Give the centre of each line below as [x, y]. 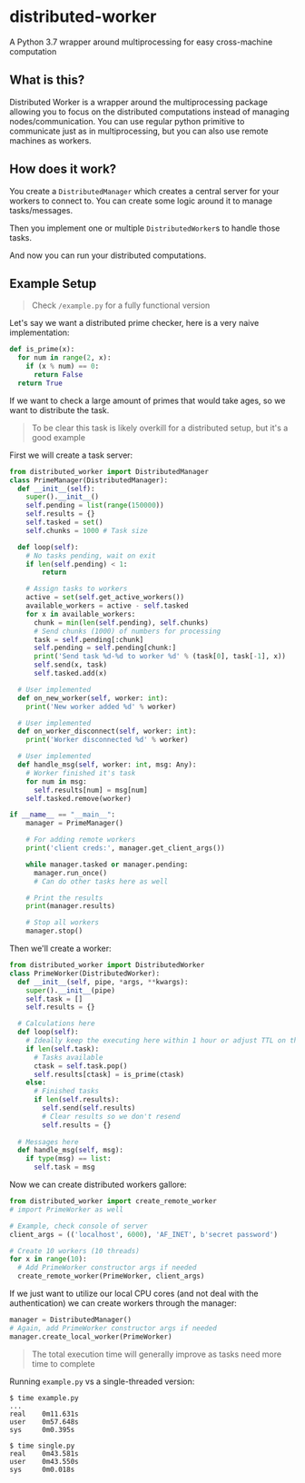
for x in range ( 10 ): [49, 1260]
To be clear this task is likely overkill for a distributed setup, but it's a [160, 428]
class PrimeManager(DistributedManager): [89, 480]
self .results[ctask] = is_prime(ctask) [108, 1074]
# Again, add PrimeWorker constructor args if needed [113, 1328]
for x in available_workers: [81, 614]
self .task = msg [64, 1167]
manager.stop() [54, 931]
